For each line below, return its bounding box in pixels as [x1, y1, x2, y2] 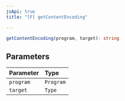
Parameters [6, 51, 50, 62]
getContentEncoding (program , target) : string [6, 35, 119, 41]
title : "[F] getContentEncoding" [6, 14, 88, 20]
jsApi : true [6, 8, 35, 15]
